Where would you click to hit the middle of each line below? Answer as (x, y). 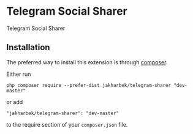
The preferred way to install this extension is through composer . (87, 62)
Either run (19, 74)
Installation (28, 47)
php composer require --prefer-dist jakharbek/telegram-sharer (89, 85)
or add (15, 102)
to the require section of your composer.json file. (67, 124)
